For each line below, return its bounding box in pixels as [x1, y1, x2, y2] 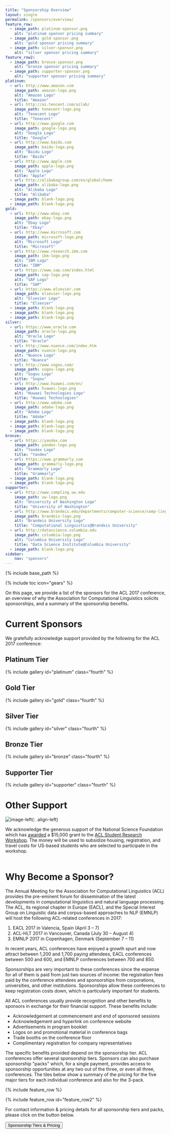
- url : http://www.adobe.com [10, 400, 72, 405]
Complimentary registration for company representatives [12, 1040, 132, 1046]
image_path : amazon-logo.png [14, 88, 76, 93]
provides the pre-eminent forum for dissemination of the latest [5, 893, 136, 899]
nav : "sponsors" [14, 556, 49, 561]
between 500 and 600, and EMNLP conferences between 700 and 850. [5, 956, 155, 962]
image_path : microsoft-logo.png [14, 235, 83, 240]
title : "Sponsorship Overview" [5, 7, 72, 13]
